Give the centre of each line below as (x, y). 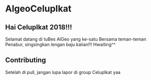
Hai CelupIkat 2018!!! (39, 27)
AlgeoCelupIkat (38, 9)
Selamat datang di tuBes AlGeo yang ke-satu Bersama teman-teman (76, 39)
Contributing (26, 60)
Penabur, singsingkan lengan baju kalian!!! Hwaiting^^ (60, 44)
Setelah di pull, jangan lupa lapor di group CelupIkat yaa (63, 72)
